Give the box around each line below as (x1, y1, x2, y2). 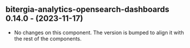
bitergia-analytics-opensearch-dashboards (5, 5, 170, 14)
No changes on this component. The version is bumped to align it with (14, 29, 184, 36)
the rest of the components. (14, 35, 82, 42)
